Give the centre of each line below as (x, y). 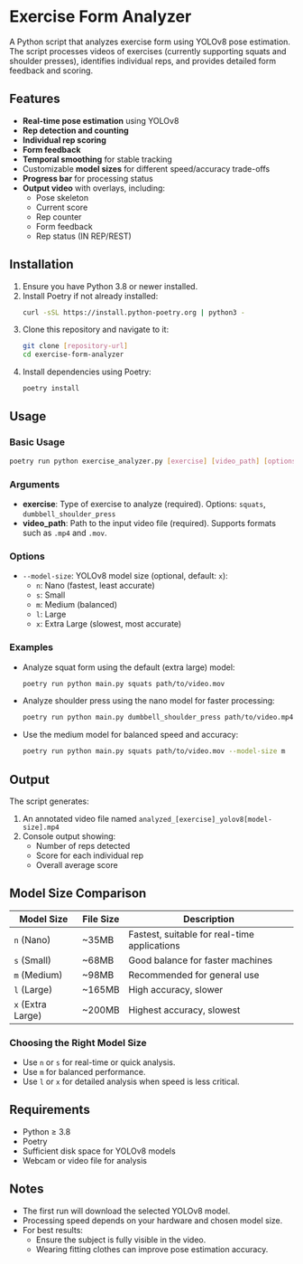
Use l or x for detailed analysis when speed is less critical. (131, 1081)
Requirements (50, 1110)
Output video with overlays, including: (93, 188)
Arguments (35, 484)
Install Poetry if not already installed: (90, 296)
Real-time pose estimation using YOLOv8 (101, 120)
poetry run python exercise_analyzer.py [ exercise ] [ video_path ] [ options (153, 461)
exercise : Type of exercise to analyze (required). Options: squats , (144, 504)
